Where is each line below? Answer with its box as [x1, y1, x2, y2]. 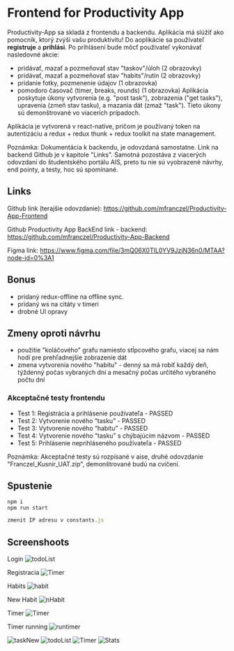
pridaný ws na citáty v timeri [17, 299, 99, 308]
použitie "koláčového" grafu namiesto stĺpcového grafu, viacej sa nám [17, 346, 219, 355]
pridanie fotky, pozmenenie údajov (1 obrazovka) [17, 78, 158, 87]
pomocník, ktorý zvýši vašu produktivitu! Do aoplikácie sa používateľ [7, 35, 205, 43]
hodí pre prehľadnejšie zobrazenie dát [17, 353, 127, 362]
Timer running [7, 622, 48, 631]
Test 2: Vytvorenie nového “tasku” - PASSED [17, 416, 146, 424]
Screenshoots [7, 536, 70, 548]
